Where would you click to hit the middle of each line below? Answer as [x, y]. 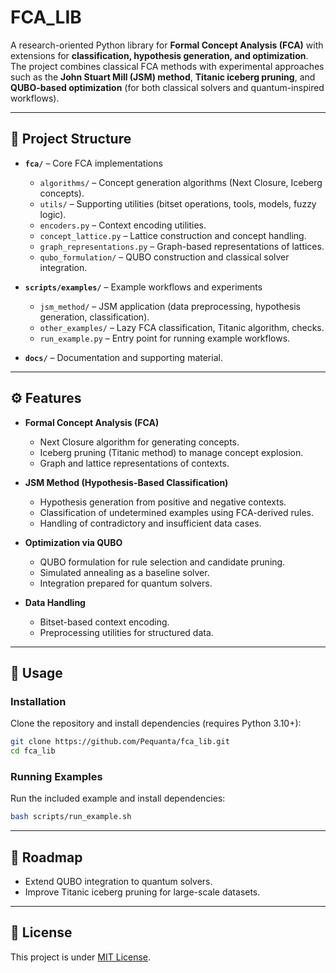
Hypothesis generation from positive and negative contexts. [163, 502]
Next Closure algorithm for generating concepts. [139, 442]
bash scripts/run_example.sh [71, 817]
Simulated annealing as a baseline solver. [124, 572]
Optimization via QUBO [73, 542]
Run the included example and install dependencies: [118, 798]
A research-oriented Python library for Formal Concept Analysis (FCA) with [167, 45]
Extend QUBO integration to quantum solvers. [118, 881]
